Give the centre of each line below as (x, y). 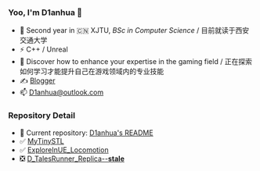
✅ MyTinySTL (42, 141)
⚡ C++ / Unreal (43, 49)
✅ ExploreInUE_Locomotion (64, 150)
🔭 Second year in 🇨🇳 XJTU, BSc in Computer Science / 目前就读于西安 (134, 30)
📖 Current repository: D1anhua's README (87, 133)
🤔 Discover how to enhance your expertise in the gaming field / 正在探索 (136, 62)
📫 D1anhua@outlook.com (61, 92)
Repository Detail (42, 116)
